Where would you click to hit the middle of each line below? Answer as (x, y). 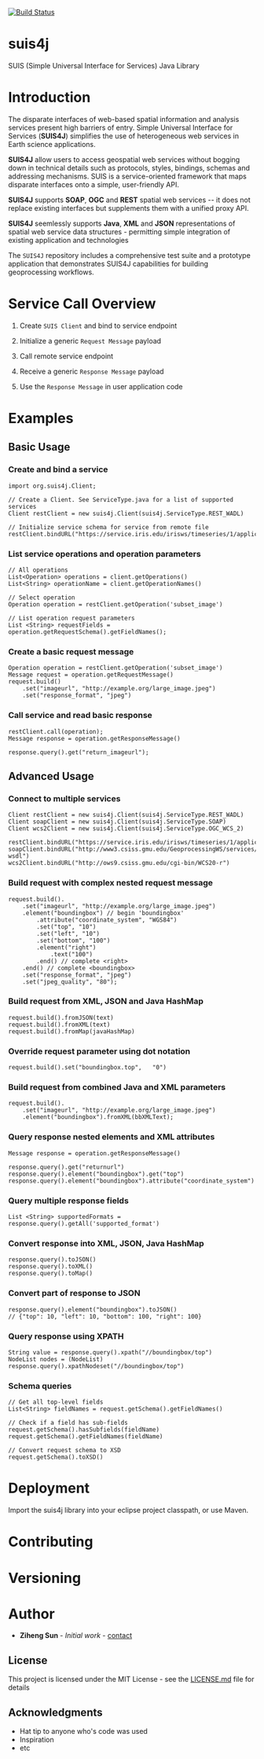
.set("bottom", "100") (73, 940)
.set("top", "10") (66, 927)
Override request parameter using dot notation (99, 1051)
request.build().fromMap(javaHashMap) (71, 1031)
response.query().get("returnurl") (66, 1167)
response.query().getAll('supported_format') (84, 1224)
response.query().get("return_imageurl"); (79, 752)
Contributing (51, 1542)
